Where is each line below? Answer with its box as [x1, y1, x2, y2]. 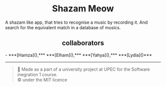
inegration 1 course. [17, 71, 58, 77]
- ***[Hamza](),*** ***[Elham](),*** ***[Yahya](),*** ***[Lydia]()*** [5, 52, 152, 58]
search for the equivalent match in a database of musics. [5, 24, 121, 30]
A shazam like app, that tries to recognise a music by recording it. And [5, 19, 148, 25]
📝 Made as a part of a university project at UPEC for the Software [17, 66, 150, 72]
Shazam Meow [52, 3, 114, 14]
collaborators [61, 39, 105, 47]
